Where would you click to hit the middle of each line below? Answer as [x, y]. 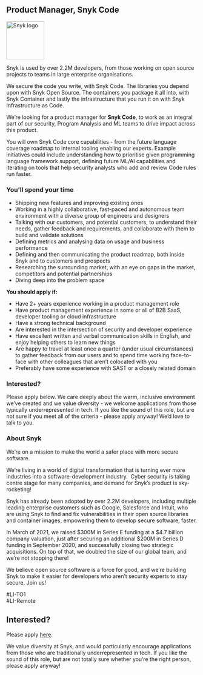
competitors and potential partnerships [64, 274]
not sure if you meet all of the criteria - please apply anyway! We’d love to [98, 416]
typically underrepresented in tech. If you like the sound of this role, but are [101, 410]
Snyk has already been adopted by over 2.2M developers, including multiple [101, 501]
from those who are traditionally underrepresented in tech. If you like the [97, 653]
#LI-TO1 [16, 594]
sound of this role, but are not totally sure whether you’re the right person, [99, 659]
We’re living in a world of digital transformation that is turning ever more [96, 470]
